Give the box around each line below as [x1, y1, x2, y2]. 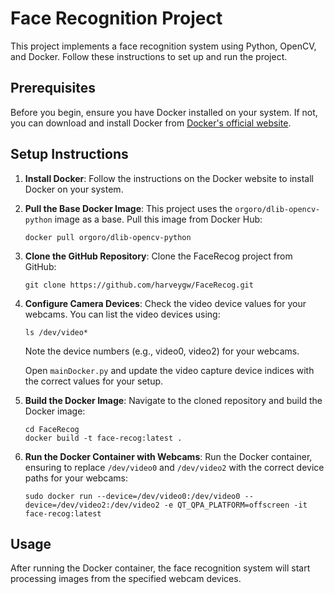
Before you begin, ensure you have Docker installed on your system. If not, [10, 106, 318, 118]
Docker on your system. [24, 183, 124, 195]
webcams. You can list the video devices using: [24, 308, 221, 320]
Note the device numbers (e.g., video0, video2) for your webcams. [24, 345, 300, 357]
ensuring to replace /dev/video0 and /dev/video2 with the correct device [24, 461, 325, 473]
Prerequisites [10, 80, 96, 97]
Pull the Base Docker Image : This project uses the [24, 202, 233, 214]
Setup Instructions [10, 146, 129, 163]
